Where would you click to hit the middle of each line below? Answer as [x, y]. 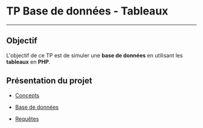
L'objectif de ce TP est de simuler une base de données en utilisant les [95, 55]
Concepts [27, 95]
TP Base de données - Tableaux [87, 11]
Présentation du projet [49, 81]
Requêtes [27, 118]
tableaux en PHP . [28, 62]
